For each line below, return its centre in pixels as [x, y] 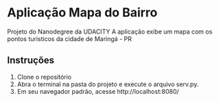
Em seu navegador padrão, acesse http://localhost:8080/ [98, 91]
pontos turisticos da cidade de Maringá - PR [69, 38]
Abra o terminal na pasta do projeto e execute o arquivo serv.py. [108, 84]
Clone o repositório [44, 77]
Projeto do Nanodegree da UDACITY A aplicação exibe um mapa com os [110, 31]
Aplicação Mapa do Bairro [82, 13]
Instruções [31, 61]
